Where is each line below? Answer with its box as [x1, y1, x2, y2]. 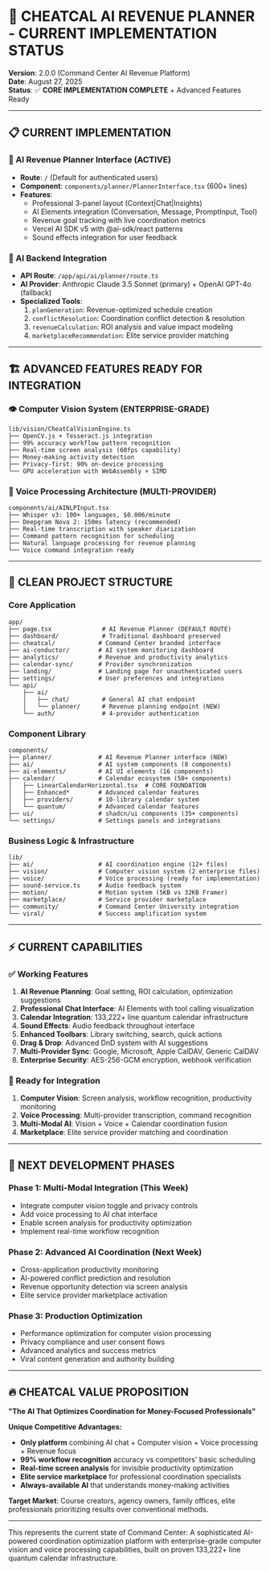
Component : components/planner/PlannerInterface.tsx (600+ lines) [19, 181, 247, 191]
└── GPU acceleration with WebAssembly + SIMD [8, 467, 167, 475]
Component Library [8, 728, 87, 739]
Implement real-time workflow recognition [19, 1226, 159, 1236]
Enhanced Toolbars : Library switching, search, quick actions [19, 1029, 223, 1038]
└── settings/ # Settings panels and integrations [8, 816, 221, 825]
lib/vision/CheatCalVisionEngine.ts [8, 425, 131, 433]
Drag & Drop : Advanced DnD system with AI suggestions [19, 1038, 209, 1047]
